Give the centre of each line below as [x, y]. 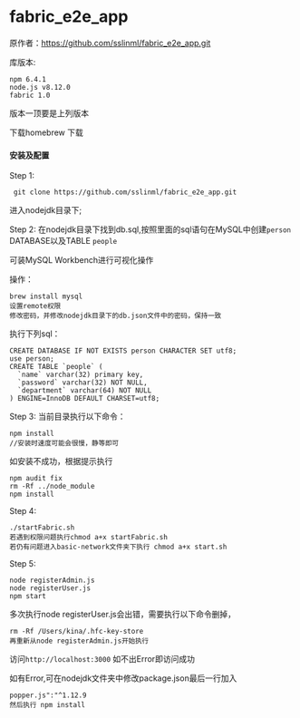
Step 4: [23, 511]
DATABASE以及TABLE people [63, 241]
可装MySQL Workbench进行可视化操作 [82, 260]
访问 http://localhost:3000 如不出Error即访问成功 [102, 659]
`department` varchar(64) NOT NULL [85, 391]
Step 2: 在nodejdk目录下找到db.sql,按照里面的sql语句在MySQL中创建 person [150, 229]
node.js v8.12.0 [40, 87]
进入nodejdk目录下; [46, 210]
